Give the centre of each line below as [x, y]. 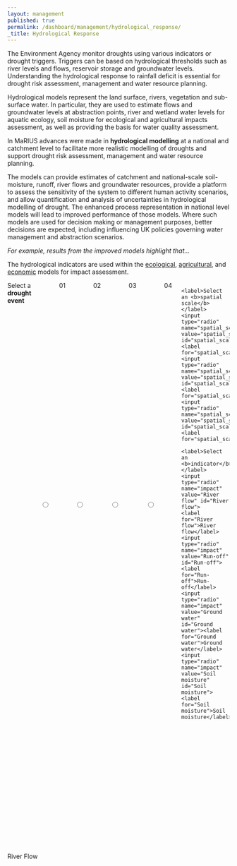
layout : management [36, 14]
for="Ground [199, 637]
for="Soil [195, 705]
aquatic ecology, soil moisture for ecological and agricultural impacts [108, 120]
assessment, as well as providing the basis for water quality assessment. [113, 127]
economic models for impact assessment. [68, 272]
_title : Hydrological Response [53, 34]
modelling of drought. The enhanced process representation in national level [119, 207]
